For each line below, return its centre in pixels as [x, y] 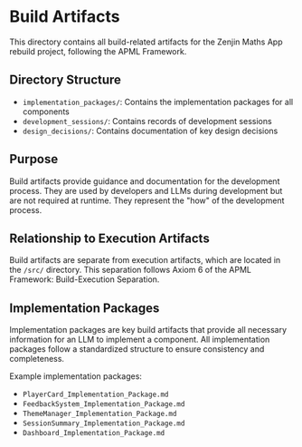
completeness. [37, 359]
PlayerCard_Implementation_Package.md [95, 395]
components [46, 112]
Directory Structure [66, 80]
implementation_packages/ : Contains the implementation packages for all [158, 102]
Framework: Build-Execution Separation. [85, 279]
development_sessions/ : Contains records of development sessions [147, 121]
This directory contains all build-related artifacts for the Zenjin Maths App [146, 42]
